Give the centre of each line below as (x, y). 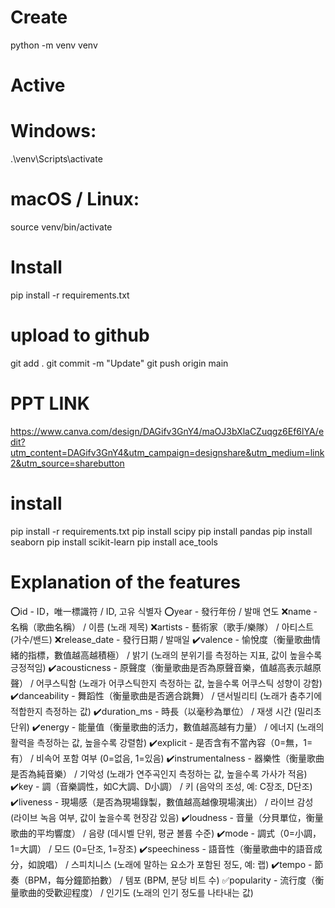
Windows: (53, 131)
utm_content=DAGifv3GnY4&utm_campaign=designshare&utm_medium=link (167, 452)
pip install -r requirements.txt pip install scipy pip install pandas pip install (161, 531)
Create (39, 17)
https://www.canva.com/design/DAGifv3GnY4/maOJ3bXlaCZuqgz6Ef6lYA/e (167, 431)
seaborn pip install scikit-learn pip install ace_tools (114, 542)
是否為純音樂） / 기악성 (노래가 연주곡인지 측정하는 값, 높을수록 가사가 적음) (159, 773)
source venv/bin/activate (61, 227)
